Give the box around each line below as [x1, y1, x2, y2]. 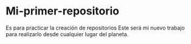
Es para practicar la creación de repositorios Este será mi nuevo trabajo [5, 24, 185, 31]
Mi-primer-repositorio [5, 4, 120, 18]
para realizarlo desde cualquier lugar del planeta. [5, 30, 129, 37]
